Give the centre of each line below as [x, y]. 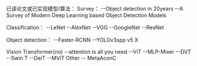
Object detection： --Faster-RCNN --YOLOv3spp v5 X [72, 40]
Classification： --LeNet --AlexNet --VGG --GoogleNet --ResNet [85, 27]
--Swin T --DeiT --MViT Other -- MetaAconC [61, 58]
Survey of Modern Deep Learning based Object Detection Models [86, 15]
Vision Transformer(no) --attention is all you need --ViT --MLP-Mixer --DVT [99, 52]
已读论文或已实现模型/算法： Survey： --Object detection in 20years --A [95, 9]
